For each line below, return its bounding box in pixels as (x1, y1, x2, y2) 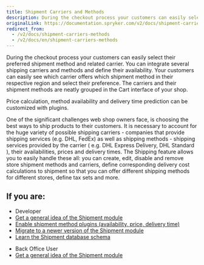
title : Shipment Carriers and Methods (6, 8, 104, 15)
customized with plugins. (6, 104, 69, 111)
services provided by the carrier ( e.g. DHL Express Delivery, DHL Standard (6, 142, 195, 149)
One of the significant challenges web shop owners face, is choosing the (6, 116, 189, 123)
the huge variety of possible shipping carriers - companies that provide (6, 129, 185, 136)
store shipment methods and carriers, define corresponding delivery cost (6, 161, 190, 168)
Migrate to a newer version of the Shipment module (15, 227, 144, 234)
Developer (15, 207, 41, 215)
